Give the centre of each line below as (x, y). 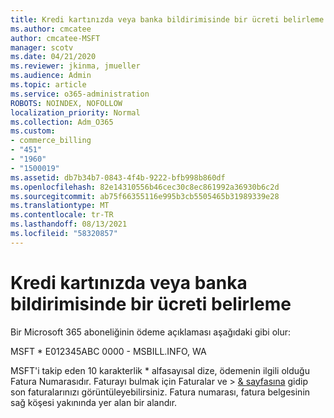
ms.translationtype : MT (60, 206)
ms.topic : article (48, 85)
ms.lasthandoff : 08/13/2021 (69, 224)
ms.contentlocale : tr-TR (62, 215)
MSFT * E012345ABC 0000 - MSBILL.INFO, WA (108, 351)
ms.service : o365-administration (80, 94)
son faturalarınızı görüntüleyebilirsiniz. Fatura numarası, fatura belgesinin (160, 392)
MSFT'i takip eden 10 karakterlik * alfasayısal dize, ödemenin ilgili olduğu (160, 370)
